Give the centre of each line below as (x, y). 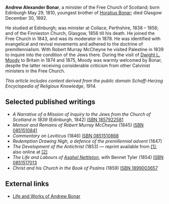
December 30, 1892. (26, 18)
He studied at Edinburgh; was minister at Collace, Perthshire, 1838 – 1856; (82, 28)
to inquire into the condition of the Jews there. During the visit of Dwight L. (83, 55)
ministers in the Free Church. (35, 71)
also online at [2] (30, 152)
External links (27, 184)
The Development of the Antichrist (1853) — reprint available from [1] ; (85, 146)
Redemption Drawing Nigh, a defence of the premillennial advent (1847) (87, 141)
